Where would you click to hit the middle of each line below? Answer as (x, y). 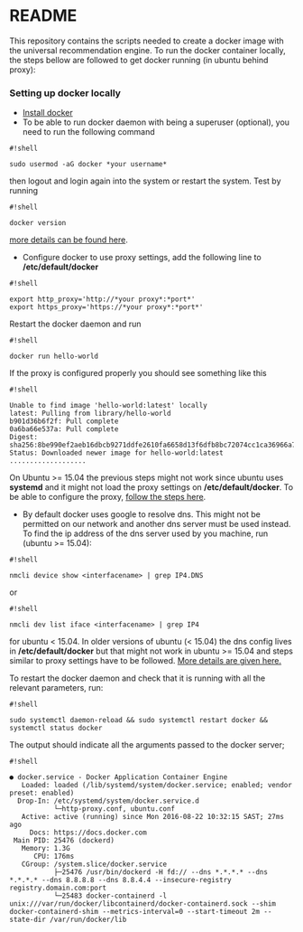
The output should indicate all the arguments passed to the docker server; (147, 745)
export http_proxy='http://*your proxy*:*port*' (102, 299)
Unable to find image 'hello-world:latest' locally (108, 406)
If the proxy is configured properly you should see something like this (138, 373)
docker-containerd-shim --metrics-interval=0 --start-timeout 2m (134, 912)
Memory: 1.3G (46, 849)
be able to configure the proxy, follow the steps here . (108, 497)
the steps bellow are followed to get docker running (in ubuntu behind (139, 60)
